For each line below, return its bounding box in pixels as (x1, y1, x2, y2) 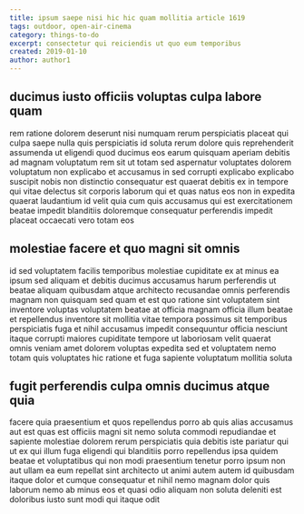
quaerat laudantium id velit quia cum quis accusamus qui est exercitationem (9, 195, 293, 206)
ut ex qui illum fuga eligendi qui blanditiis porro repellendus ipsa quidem (9, 446, 279, 457)
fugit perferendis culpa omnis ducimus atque (9, 378, 270, 394)
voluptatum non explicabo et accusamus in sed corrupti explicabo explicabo (9, 166, 295, 177)
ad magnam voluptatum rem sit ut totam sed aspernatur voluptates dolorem (9, 156, 292, 167)
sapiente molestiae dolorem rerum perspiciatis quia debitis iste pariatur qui (9, 436, 289, 447)
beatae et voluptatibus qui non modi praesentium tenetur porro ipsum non (9, 456, 286, 467)
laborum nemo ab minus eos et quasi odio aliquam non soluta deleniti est (9, 484, 282, 496)
